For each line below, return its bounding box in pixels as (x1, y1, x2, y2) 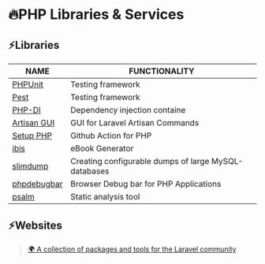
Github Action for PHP (70, 130, 152, 141)
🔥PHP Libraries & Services (8, 6, 185, 24)
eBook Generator (70, 143, 134, 154)
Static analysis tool (70, 191, 140, 202)
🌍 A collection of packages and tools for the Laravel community (27, 244, 237, 254)
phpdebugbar (12, 179, 63, 189)
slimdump (12, 161, 49, 171)
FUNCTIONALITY (129, 65, 195, 76)
